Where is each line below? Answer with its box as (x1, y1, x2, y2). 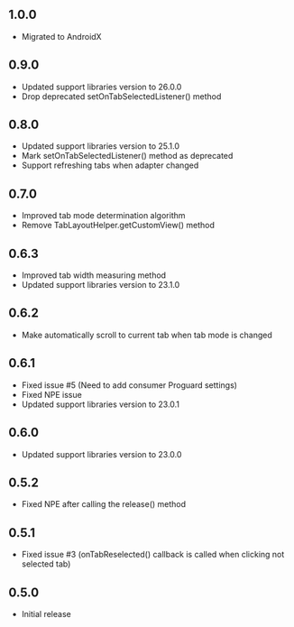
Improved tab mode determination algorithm (21, 210, 186, 221)
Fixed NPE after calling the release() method (21, 499, 187, 510)
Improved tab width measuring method (21, 270, 167, 281)
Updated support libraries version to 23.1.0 (21, 280, 180, 290)
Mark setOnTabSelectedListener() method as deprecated (21, 151, 234, 161)
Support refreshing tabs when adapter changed (21, 160, 199, 171)
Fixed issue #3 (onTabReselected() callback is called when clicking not (21, 549, 285, 560)
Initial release (21, 608, 71, 619)
